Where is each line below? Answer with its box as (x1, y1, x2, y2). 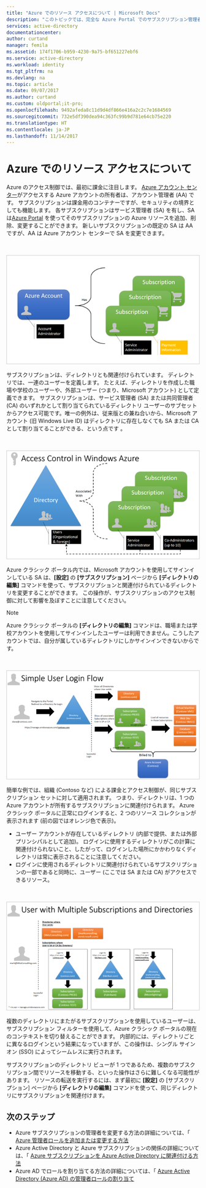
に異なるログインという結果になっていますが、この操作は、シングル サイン (6, 1041, 196, 1048)
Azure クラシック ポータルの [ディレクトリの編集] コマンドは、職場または (6, 622, 192, 629)
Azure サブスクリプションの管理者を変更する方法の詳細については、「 (15, 1129, 190, 1136)
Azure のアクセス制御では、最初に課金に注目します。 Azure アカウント (6, 184, 185, 191)
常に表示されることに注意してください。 (42, 853, 144, 860)
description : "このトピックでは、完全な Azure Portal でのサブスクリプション (6, 16, 188, 23)
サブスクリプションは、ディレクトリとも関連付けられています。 (6, 371, 167, 378)
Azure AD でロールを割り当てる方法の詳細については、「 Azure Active (15, 1167, 190, 1174)
